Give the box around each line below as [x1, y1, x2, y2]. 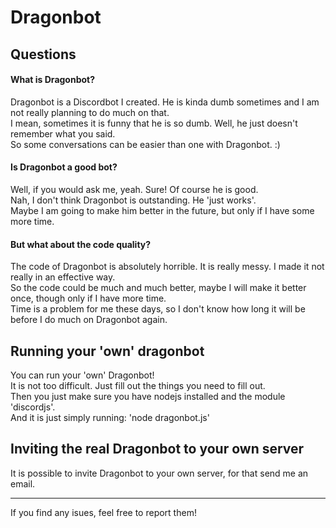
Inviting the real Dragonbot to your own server [10, 441, 305, 458]
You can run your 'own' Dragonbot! [10, 369, 155, 381]
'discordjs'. [10, 401, 56, 413]
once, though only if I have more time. [10, 292, 167, 305]
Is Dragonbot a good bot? [10, 161, 118, 173]
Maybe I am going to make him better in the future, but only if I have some [10, 204, 315, 216]
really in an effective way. [10, 271, 116, 283]
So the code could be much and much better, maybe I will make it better [10, 282, 307, 294]
